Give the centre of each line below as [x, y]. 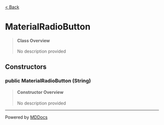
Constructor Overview [40, 92]
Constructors [26, 67]
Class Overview [33, 41]
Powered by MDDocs [26, 117]
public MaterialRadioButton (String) [48, 81]
